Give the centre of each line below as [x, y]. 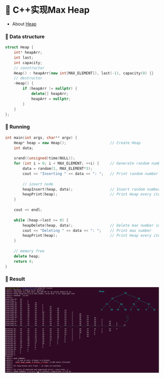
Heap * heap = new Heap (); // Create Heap [77, 143]
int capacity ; [28, 63]
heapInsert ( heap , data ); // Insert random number [92, 189]
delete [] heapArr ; [50, 94]
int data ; [24, 148]
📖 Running [18, 127]
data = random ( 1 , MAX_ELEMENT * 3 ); [58, 169]
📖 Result [15, 279]
